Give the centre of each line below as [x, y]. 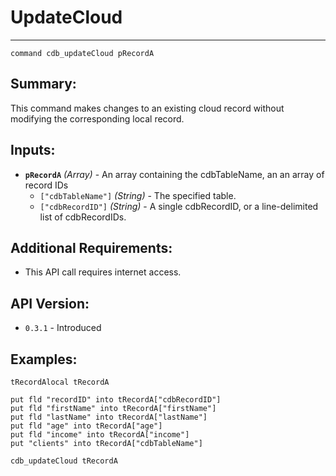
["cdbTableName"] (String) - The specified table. [138, 195]
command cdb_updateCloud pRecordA [82, 53]
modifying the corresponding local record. [97, 118]
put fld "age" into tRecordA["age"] [86, 426]
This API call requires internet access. [103, 272]
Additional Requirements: [91, 247]
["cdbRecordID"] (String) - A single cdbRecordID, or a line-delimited [179, 206]
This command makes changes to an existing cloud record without [147, 108]
